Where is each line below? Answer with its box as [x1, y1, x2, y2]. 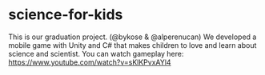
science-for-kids [8, 6, 123, 24]
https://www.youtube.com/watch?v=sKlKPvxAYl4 [8, 57, 171, 67]
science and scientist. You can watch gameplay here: [8, 49, 184, 58]
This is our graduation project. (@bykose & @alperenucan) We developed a [8, 32, 257, 41]
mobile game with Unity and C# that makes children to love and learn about [8, 40, 257, 49]
